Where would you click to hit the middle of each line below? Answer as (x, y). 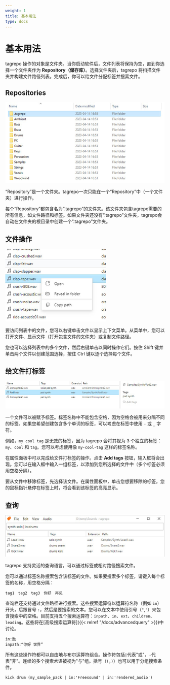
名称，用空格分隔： (34, 583)
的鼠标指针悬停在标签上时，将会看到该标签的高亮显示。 (63, 488)
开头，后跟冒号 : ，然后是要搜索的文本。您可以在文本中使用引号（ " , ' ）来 (81, 610)
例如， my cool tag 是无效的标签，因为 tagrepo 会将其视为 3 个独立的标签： (83, 441)
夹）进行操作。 (21, 198)
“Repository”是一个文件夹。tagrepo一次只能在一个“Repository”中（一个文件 (84, 192)
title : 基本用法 (21, 16)
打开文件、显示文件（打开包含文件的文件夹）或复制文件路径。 (70, 336)
